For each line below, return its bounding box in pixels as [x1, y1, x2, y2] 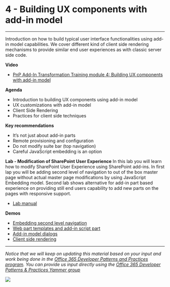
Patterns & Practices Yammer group [5, 267, 80, 273]
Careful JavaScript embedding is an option [12, 148, 102, 154]
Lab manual [12, 200, 37, 206]
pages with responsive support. [5, 190, 71, 196]
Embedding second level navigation [12, 220, 87, 226]
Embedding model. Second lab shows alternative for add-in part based [5, 180, 153, 186]
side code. [5, 52, 27, 58]
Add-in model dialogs [12, 230, 58, 236]
